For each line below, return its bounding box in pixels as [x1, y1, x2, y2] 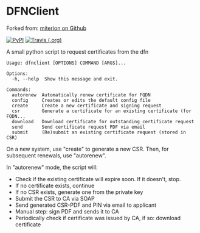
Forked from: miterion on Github [6, 24, 87, 32]
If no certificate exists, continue [15, 182, 95, 189]
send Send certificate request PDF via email [12, 124, 146, 130]
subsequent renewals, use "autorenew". [6, 151, 106, 159]
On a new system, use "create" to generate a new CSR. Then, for [6, 145, 169, 152]
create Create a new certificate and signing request [12, 102, 162, 109]
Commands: [6, 87, 32, 93]
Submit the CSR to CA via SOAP [15, 195, 95, 202]
